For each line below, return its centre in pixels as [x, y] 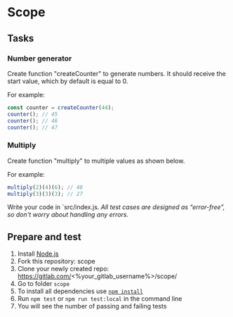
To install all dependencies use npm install [80, 291]
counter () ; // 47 [33, 128]
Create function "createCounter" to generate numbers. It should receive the [116, 73]
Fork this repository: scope [56, 261]
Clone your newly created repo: [63, 269]
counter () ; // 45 [33, 114]
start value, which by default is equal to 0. [68, 81]
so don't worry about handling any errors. [68, 215]
